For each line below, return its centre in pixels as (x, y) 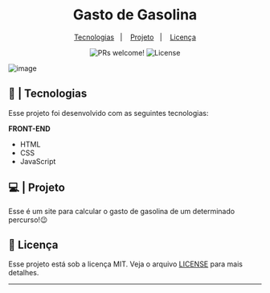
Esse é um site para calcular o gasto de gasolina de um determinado (122, 211)
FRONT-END (29, 128)
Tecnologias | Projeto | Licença (135, 37)
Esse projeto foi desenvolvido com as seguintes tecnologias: (108, 113)
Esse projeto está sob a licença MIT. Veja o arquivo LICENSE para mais (126, 264)
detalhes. (24, 273)
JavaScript (38, 161)
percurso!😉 (28, 220)
